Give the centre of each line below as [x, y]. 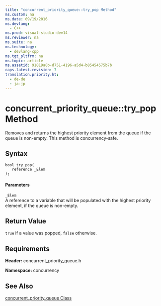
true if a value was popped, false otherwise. [51, 233]
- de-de [18, 79]
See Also [19, 286]
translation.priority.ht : [32, 75]
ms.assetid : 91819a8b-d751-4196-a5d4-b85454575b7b [59, 65]
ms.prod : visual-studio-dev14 [37, 33]
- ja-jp [18, 84]
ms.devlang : [17, 24]
